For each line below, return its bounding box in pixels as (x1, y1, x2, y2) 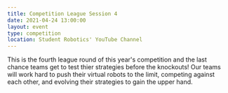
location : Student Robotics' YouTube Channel (7, 36, 142, 43)
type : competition (7, 29, 61, 37)
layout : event (7, 23, 49, 30)
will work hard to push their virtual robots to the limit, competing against (7, 71, 215, 79)
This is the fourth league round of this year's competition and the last (7, 55, 207, 64)
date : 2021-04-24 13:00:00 (7, 17, 86, 24)
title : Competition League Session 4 (7, 10, 118, 17)
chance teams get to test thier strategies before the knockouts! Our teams (7, 63, 221, 71)
